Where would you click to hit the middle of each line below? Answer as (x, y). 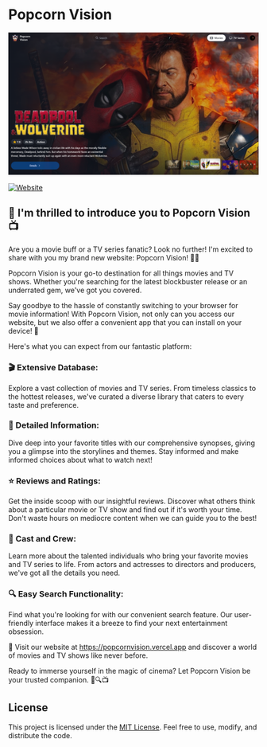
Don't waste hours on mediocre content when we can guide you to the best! (133, 518)
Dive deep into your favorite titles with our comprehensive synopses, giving (132, 443)
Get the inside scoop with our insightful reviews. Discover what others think (132, 501)
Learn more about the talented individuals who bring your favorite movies (128, 556)
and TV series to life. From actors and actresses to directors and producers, (132, 565)
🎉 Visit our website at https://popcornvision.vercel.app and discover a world (133, 647)
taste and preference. (44, 405)
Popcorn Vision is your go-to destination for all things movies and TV (121, 273)
